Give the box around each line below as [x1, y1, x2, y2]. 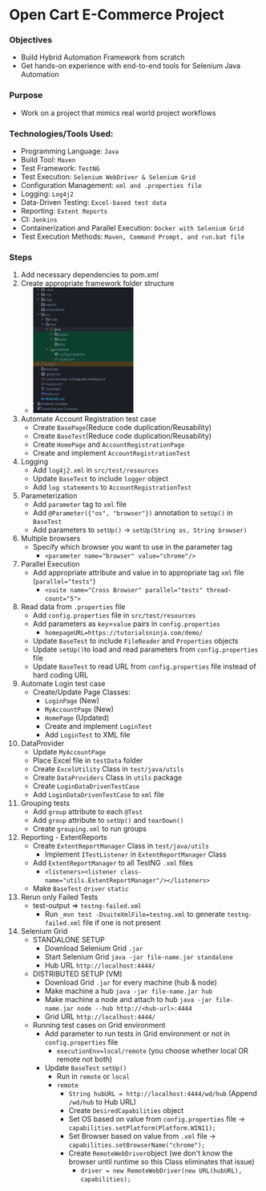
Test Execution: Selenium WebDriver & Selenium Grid [20, 172, 196, 182]
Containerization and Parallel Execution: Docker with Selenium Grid [20, 223, 244, 233]
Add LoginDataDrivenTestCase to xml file [32, 790, 165, 800]
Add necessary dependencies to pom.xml [20, 270, 159, 280]
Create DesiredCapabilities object [68, 1106, 184, 1115]
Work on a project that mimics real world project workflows [20, 108, 216, 117]
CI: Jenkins [20, 215, 58, 224]
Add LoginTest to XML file [44, 730, 131, 740]
